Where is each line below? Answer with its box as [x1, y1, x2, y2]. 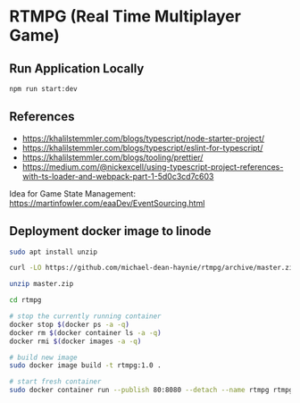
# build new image [9, 353, 78, 362]
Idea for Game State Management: [9, 188, 137, 198]
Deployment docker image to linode [9, 223, 212, 239]
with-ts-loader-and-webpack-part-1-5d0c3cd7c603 [21, 171, 214, 181]
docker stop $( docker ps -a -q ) [9, 320, 129, 329]
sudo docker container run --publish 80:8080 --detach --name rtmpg [9, 386, 270, 395]
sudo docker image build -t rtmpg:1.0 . [9, 361, 162, 370]
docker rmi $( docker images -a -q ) [9, 337, 142, 346]
